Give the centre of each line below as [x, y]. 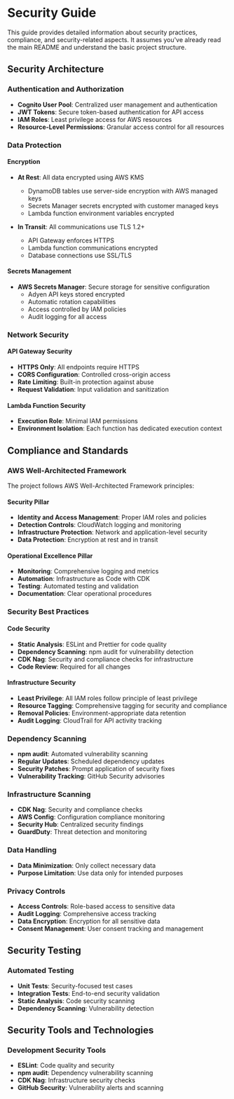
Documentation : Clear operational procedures [84, 594]
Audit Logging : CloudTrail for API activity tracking [90, 721]
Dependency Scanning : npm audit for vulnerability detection [105, 651]
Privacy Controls [36, 891]
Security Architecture [56, 69]
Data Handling [32, 850]
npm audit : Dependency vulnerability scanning [85, 1073]
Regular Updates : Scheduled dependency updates [91, 761]
